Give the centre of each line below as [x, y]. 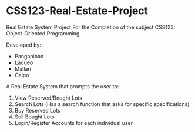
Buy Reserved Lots [37, 110]
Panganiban [29, 56]
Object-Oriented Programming [43, 33]
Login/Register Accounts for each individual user [74, 123]
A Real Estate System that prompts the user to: [63, 86]
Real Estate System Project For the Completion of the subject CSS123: [91, 27]
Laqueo [24, 62]
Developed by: [23, 45]
